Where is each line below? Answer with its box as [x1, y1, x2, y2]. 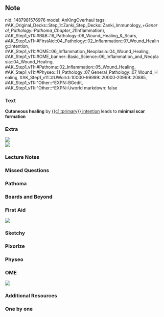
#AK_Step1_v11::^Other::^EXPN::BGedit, [5, 80, 83, 86]
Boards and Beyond [5, 194, 53, 201]
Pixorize [5, 243, 25, 250]
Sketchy [5, 230, 25, 236]
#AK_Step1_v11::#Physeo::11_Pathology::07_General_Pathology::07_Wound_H [5, 69, 158, 75]
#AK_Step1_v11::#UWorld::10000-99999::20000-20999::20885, [19, 74, 147, 80]
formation [5, 114, 26, 119]
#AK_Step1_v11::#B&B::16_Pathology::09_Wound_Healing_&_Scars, [5, 32, 138, 38]
